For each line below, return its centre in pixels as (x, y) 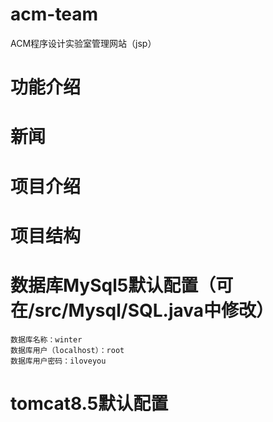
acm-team (54, 14)
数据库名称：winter (46, 339)
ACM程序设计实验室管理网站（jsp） (83, 43)
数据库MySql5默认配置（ (113, 285)
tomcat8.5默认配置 (89, 403)
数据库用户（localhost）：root (67, 350)
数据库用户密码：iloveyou (58, 361)
